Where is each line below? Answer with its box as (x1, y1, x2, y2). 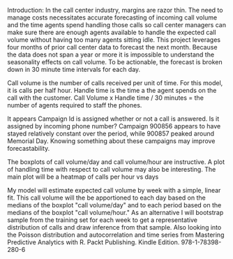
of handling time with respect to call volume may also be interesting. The (7, 165, 216, 173)
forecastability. (7, 145, 50, 152)
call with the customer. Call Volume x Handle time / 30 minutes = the (7, 94, 204, 102)
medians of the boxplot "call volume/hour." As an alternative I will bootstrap (7, 209, 224, 216)
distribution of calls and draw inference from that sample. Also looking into (7, 223, 222, 231)
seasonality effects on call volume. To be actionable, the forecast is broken (7, 58, 223, 66)
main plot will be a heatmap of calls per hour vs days (7, 172, 159, 181)
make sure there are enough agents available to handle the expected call (7, 28, 216, 36)
